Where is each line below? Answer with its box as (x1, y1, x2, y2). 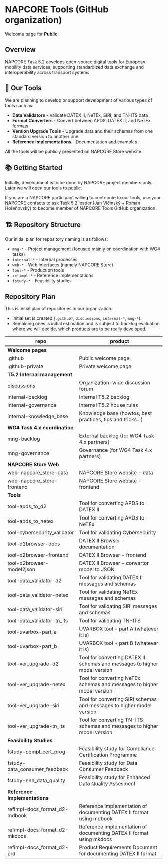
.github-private (7, 363, 44, 370)
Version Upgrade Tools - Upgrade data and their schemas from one (12, 128, 153, 134)
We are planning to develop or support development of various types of (5, 97, 152, 103)
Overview (5, 45, 36, 54)
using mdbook (79, 815, 113, 822)
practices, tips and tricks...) (79, 416, 143, 423)
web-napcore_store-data (7, 469, 68, 476)
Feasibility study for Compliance (79, 745, 155, 752)
